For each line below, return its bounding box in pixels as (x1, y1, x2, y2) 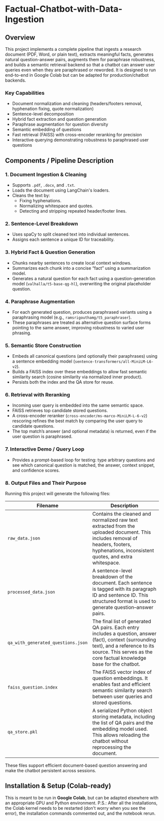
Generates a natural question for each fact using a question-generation (12, 275, 156, 281)
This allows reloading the (92, 732, 150, 738)
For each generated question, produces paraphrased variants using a (12, 309, 152, 315)
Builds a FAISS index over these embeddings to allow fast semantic (12, 369, 147, 375)
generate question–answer (92, 604, 154, 611)
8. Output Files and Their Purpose (5, 479, 87, 486)
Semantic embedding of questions (12, 127, 82, 132)
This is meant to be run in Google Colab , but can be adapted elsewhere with (5, 795, 159, 800)
